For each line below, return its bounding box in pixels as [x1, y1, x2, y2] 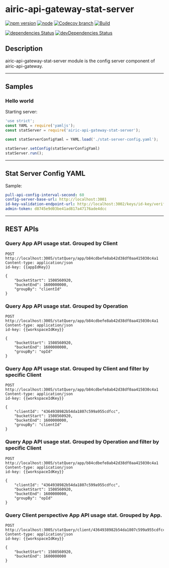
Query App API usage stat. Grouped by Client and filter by [5, 365, 149, 372]
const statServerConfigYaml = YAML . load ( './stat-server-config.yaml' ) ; [5, 137, 158, 142]
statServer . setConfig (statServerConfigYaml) [5, 146, 100, 151]
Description [5, 44, 43, 53]
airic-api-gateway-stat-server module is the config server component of [5, 58, 155, 64]
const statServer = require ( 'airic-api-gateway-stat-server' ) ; [5, 128, 141, 133]
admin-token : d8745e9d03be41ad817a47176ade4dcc [5, 206, 107, 211]
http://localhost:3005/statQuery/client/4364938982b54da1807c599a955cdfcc [5, 527, 165, 532]
